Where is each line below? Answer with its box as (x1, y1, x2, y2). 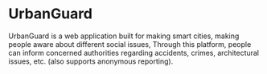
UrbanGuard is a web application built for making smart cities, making (8, 31, 240, 41)
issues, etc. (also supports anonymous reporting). (8, 56, 174, 66)
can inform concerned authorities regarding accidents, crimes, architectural (8, 48, 260, 57)
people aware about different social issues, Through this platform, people (8, 39, 252, 49)
